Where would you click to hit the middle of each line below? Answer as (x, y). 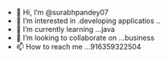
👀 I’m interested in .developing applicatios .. (88, 21)
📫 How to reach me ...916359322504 (78, 47)
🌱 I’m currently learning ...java (65, 29)
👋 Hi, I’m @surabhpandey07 (62, 12)
